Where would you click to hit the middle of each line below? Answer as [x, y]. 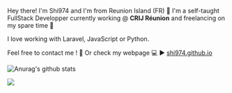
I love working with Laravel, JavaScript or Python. [78, 39]
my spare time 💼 [31, 25]
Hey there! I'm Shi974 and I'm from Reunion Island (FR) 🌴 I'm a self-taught [113, 11]
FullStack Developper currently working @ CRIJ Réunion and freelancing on [116, 18]
